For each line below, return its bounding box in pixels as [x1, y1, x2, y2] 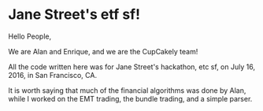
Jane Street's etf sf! [8, 6, 140, 24]
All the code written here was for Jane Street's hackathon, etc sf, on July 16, [8, 61, 256, 72]
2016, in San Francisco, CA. [8, 70, 97, 80]
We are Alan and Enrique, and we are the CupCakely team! [8, 46, 198, 56]
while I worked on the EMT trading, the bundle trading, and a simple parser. [8, 94, 253, 103]
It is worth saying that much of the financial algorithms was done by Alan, [8, 85, 246, 95]
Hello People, [8, 31, 52, 41]
